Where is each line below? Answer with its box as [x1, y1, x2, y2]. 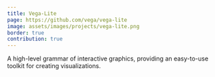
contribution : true [7, 36, 63, 43]
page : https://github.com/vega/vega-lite [7, 16, 128, 23]
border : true [7, 29, 45, 36]
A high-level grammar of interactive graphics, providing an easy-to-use [7, 54, 209, 63]
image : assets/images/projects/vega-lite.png [7, 23, 139, 30]
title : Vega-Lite [7, 10, 57, 17]
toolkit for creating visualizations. [7, 62, 101, 70]
